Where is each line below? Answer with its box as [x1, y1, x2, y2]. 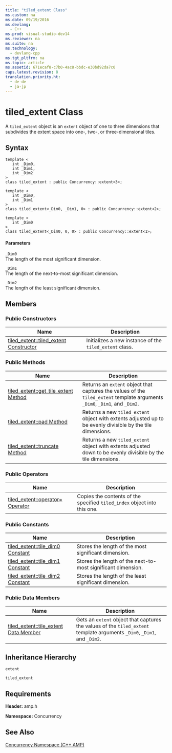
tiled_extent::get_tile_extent [8, 387, 73, 394]
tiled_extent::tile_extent [8, 622, 63, 630]
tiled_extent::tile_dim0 [8, 543, 60, 550]
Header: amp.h [5, 703, 37, 709]
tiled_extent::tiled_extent [8, 337, 67, 344]
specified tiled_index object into [77, 499, 157, 506]
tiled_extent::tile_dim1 [8, 558, 60, 565]
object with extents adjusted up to [82, 415, 164, 422]
